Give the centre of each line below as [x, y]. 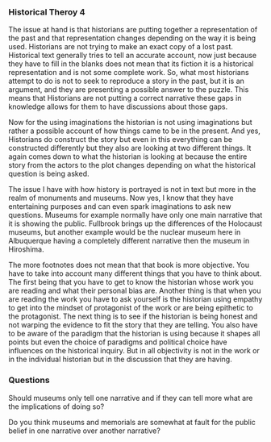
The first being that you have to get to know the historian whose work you [131, 282]
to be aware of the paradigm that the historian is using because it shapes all [134, 334]
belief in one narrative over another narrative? [85, 431]
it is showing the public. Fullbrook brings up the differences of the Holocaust [135, 223]
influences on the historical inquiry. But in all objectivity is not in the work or [134, 351]
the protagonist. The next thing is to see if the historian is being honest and [133, 316]
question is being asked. [49, 174]
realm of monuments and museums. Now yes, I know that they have [121, 198]
